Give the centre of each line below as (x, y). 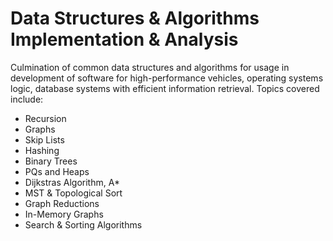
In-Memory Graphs (64, 214)
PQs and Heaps (57, 171)
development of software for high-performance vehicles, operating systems (167, 78)
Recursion (45, 118)
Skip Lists (44, 139)
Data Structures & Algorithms (135, 18)
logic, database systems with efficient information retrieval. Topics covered (165, 88)
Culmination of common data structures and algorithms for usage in (150, 67)
